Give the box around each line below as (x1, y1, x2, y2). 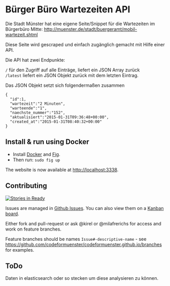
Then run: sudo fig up (12, 157, 61, 163)
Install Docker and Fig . (12, 151, 61, 157)
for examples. (5, 246, 34, 253)
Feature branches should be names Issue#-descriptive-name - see (5, 236, 147, 242)
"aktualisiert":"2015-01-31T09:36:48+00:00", (10, 115, 109, 120)
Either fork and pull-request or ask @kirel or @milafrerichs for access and (5, 220, 162, 226)
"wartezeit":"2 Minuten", (10, 101, 66, 106)
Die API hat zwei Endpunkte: (5, 56, 65, 63)
